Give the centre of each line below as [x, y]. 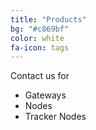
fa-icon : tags [40, 47]
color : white [37, 38]
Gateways [45, 95]
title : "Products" [48, 19]
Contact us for [40, 76]
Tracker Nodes [55, 117]
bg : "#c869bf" [40, 29]
